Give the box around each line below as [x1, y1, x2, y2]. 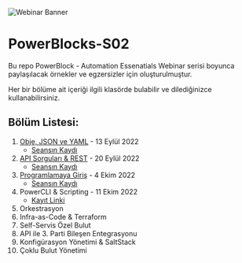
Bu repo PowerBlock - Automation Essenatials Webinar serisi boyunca [8, 61, 235, 70]
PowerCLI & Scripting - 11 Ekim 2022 [19, 187, 138, 196]
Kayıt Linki [31, 195, 65, 205]
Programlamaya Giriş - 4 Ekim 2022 [19, 170, 136, 180]
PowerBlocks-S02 [8, 35, 130, 53]
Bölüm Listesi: [8, 116, 79, 129]
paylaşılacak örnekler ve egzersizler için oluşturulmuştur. [8, 69, 192, 79]
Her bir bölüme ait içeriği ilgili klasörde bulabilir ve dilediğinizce [8, 84, 212, 94]
